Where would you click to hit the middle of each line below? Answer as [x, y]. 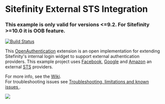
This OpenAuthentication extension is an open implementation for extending [83, 51]
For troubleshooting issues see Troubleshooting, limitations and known [77, 82]
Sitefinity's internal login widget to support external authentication [72, 56]
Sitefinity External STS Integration [77, 9]
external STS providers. [29, 67]
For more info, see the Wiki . [33, 77]
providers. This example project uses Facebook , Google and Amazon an [79, 62]
